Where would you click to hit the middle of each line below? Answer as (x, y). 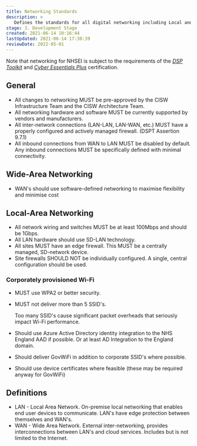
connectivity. (30, 156)
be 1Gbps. (27, 234)
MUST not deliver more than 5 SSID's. (60, 304)
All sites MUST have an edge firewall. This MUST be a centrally (91, 246)
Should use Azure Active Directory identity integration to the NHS (94, 333)
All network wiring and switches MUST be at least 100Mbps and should (101, 227)
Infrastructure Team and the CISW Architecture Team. (79, 106)
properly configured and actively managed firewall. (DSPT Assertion (97, 131)
